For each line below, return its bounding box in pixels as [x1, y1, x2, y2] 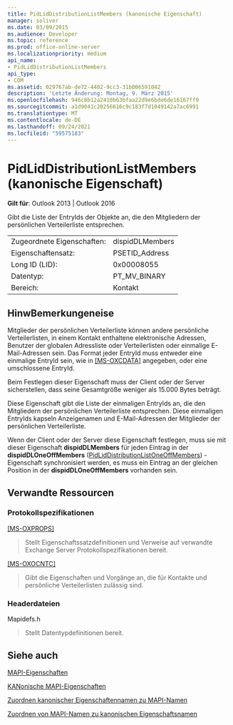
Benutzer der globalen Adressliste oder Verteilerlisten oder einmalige [7, 341, 210, 350]
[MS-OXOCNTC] [7, 559, 56, 567]
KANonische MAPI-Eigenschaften [7, 682, 106, 690]
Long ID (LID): [11, 259, 58, 269]
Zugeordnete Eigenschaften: [11, 237, 106, 247]
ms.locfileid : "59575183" [7, 130, 84, 137]
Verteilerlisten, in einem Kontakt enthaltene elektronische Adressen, [7, 334, 207, 342]
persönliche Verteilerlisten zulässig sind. [24, 580, 144, 589]
